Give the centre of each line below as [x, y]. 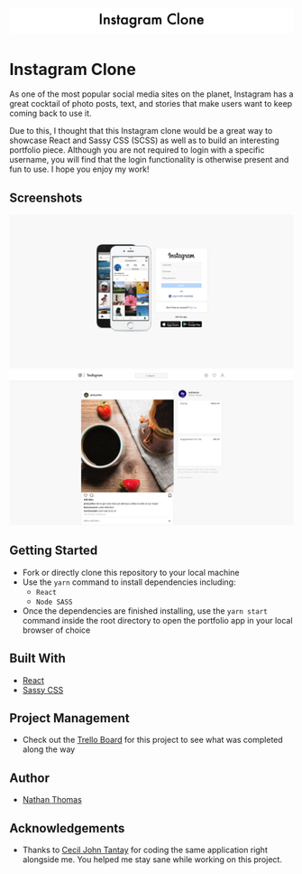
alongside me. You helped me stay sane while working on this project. [152, 860]
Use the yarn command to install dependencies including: [129, 582]
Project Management [69, 718]
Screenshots [46, 197]
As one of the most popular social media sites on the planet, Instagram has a [151, 94]
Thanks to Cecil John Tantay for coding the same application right [145, 850]
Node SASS [55, 602]
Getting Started [54, 551]
